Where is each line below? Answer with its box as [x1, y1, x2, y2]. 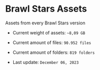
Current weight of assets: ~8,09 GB [12, 29, 85, 36]
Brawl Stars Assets [5, 3, 87, 15]
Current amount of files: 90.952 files [12, 39, 91, 46]
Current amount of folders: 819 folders [12, 49, 95, 55]
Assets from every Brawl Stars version [5, 20, 85, 26]
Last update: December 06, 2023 [12, 59, 79, 65]
